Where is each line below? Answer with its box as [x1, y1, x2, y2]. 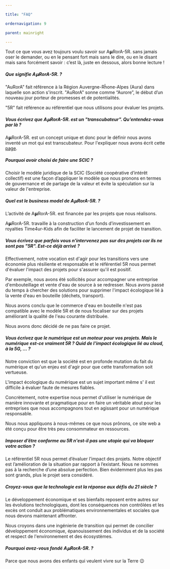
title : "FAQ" [5, 12, 33, 17]
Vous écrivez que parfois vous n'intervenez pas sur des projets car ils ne [5, 237, 162, 243]
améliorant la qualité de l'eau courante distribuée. [5, 314, 109, 320]
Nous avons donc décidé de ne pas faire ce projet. [5, 323, 111, 329]
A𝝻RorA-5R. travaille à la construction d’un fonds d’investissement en [5, 220, 151, 226]
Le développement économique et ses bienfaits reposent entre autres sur [5, 497, 159, 503]
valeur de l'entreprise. [5, 186, 51, 192]
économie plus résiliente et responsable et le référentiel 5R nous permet [5, 261, 156, 267]
